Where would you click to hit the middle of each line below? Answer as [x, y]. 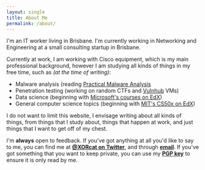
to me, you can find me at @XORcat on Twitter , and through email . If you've [102, 147]
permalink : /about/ [31, 23]
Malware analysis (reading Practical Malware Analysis [83, 84]
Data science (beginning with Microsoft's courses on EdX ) [88, 97]
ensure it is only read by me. [42, 160]
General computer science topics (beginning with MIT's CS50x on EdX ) [105, 104]
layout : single [26, 12]
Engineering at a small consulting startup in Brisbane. [73, 47]
